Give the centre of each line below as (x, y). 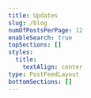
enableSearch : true (40, 38)
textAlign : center (53, 67)
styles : (21, 52)
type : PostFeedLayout (44, 74)
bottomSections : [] (40, 81)
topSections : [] (35, 45)
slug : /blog (28, 23)
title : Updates (33, 15)
